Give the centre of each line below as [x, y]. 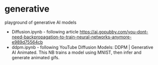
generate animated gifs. [35, 57]
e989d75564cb [27, 42]
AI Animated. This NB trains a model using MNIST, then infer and [77, 52]
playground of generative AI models [40, 22]
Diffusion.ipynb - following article [45, 32]
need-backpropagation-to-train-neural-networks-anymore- [72, 37]
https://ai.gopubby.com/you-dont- [114, 32]
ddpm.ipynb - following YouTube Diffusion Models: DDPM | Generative [82, 47]
